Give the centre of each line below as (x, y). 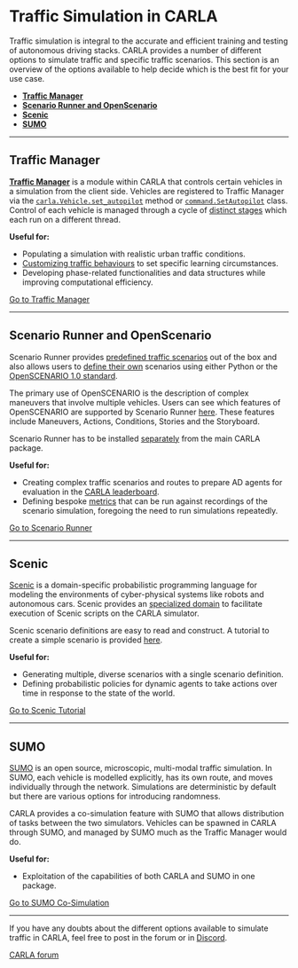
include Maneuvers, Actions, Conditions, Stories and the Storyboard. (134, 421)
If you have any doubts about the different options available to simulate (139, 928)
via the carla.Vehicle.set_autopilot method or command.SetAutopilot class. (149, 201)
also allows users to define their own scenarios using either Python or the (143, 366)
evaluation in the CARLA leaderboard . (90, 492)
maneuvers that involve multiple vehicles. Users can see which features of (145, 402)
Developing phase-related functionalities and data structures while (144, 272)
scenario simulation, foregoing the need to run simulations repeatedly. (150, 510)
